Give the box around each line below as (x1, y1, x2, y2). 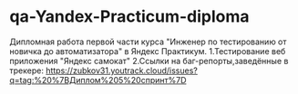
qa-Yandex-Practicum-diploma (9, 6, 250, 27)
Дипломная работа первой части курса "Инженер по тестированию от (9, 36, 287, 47)
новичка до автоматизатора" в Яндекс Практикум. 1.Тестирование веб (9, 45, 286, 56)
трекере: (9, 65, 44, 76)
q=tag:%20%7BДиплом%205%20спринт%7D (9, 74, 187, 85)
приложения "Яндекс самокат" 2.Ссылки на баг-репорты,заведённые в (9, 55, 289, 66)
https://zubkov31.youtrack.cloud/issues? (45, 65, 198, 76)
